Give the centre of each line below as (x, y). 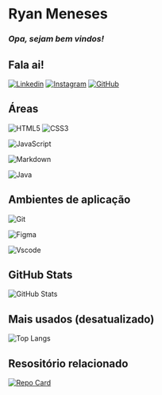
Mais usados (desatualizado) (81, 319)
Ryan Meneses (58, 14)
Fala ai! (27, 65)
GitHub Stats (40, 275)
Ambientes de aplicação (69, 200)
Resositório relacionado (68, 363)
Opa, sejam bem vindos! (56, 39)
